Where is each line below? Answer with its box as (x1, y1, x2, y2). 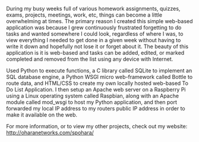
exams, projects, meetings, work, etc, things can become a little (6, 11, 162, 18)
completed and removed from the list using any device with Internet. (6, 56, 173, 62)
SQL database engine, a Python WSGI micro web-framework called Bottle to (6, 74, 193, 80)
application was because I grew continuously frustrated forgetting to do (6, 24, 182, 31)
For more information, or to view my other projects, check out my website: (6, 123, 188, 130)
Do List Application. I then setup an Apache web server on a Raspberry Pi (6, 86, 186, 93)
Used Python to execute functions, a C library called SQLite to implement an (6, 67, 192, 74)
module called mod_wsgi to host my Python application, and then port (6, 99, 177, 106)
